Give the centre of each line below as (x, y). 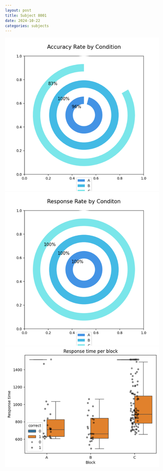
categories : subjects (27, 26)
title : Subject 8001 (26, 15)
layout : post (18, 10)
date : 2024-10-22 (23, 20)
